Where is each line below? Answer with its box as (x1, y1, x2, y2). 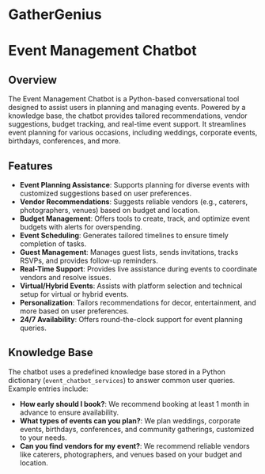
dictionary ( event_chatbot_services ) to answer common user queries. (8, 375, 236, 385)
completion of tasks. (19, 239, 87, 248)
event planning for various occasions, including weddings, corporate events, (8, 128, 258, 138)
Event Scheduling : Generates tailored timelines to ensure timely (19, 231, 229, 240)
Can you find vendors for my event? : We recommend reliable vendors (19, 441, 251, 450)
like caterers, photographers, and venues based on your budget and (19, 449, 243, 459)
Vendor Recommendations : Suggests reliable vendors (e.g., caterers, (19, 197, 248, 207)
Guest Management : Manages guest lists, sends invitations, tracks (19, 248, 239, 256)
